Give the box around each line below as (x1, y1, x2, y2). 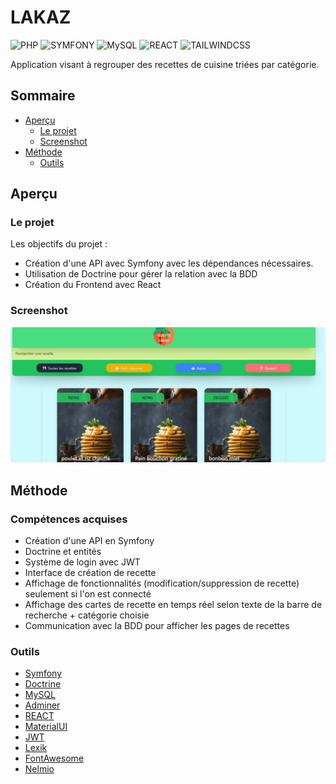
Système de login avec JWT (24, 556, 141, 568)
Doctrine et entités (24, 545, 102, 557)
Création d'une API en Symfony (24, 534, 155, 546)
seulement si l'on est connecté (24, 587, 152, 600)
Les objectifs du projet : (10, 238, 108, 250)
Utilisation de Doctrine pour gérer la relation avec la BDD (24, 268, 258, 280)
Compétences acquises (10, 512, 128, 526)
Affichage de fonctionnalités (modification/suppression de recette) (24, 577, 300, 589)
